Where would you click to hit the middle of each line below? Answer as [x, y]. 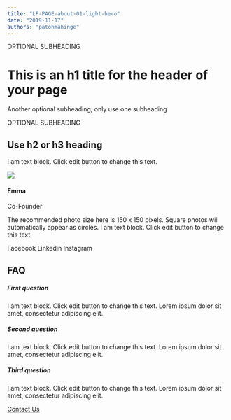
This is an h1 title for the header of [108, 75]
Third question [29, 370]
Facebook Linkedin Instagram [50, 248]
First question [28, 288]
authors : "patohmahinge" [43, 27]
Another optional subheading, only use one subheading [87, 109]
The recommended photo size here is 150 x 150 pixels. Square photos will [113, 220]
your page [37, 90]
